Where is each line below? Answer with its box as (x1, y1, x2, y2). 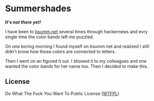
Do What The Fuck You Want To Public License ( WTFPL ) (5, 90, 120, 96)
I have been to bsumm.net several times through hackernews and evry (5, 28, 148, 34)
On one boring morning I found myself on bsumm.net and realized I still (5, 43, 149, 49)
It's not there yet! (5, 19, 41, 25)
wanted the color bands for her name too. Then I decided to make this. (5, 63, 149, 69)
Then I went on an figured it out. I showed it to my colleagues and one (5, 58, 147, 64)
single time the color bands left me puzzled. (5, 34, 94, 40)
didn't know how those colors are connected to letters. (5, 49, 116, 54)
